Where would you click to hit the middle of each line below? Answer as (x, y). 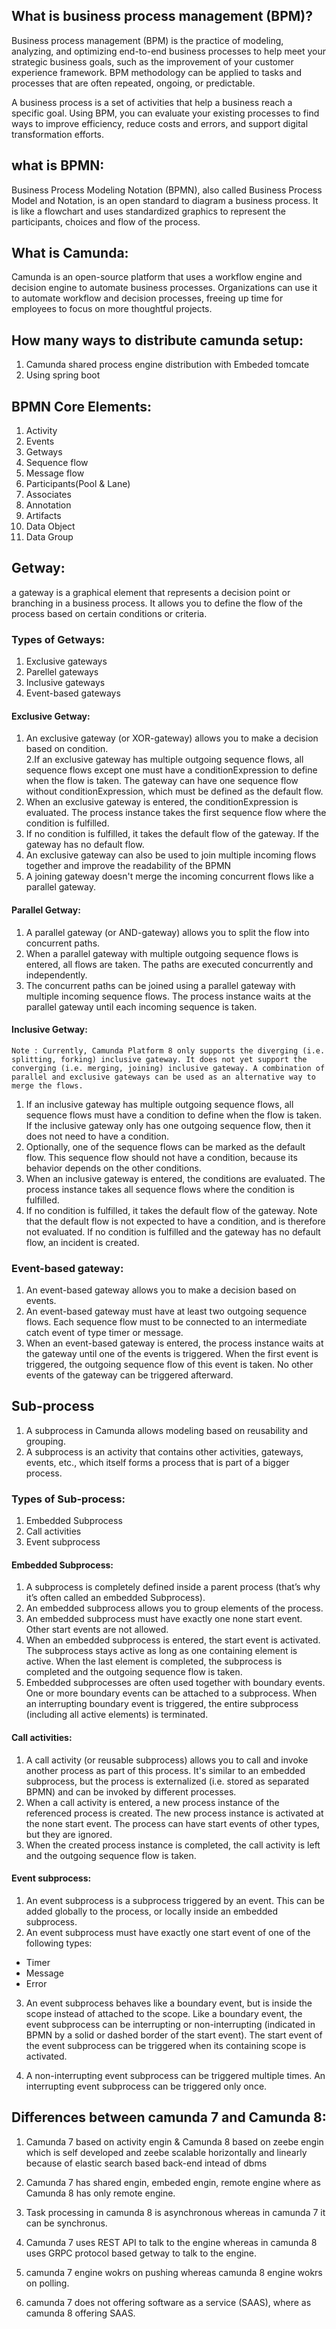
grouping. (45, 1441)
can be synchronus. (66, 2223)
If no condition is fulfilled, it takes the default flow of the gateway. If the (172, 834)
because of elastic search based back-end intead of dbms (146, 2163)
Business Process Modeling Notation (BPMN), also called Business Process (167, 190)
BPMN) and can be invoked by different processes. (131, 1791)
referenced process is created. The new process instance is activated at (174, 1813)
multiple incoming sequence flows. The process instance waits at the (168, 996)
